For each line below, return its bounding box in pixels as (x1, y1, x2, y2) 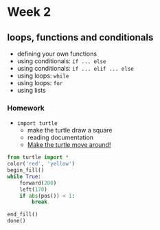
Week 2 (7, 4, 52, 20)
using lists (16, 87, 46, 94)
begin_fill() (7, 167, 45, 174)
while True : (7, 173, 41, 180)
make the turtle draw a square (27, 126, 113, 135)
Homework (7, 103, 45, 113)
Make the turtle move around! (27, 141, 111, 149)
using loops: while (16, 71, 69, 80)
